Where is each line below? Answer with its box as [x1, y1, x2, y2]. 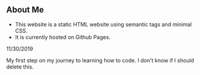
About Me [6, 5, 44, 15]
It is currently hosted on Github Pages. [14, 33, 111, 41]
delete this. [6, 63, 34, 70]
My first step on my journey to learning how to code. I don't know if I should [6, 56, 195, 64]
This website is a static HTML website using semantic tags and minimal [14, 20, 192, 28]
